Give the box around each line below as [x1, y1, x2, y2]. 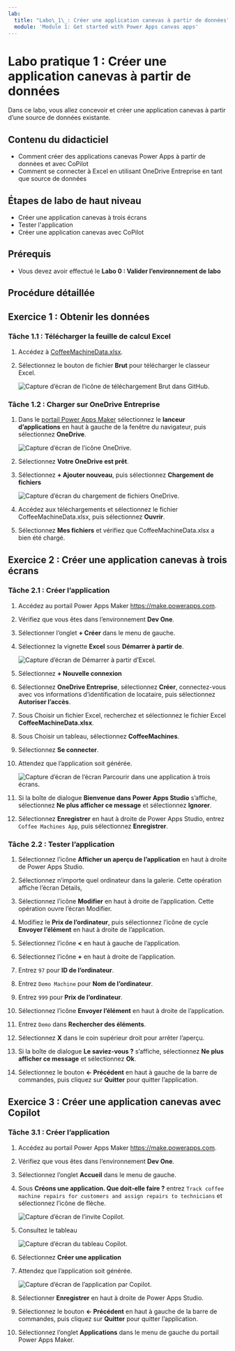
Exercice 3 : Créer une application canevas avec [8, 1095, 222, 1107]
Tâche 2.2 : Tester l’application [8, 839, 115, 849]
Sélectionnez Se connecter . [17, 745, 99, 754]
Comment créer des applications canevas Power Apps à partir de [17, 152, 206, 161]
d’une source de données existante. [8, 113, 111, 122]
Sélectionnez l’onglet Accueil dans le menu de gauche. [17, 1170, 177, 1179]
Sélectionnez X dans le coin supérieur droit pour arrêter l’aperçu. [17, 1034, 205, 1042]
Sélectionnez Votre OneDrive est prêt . [17, 457, 129, 466]
